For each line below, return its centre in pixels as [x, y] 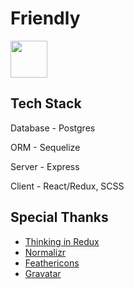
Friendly [45, 18]
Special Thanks [59, 217]
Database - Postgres [53, 128]
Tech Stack [46, 103]
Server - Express [45, 166]
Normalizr [45, 252]
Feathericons [52, 263]
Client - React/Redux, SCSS [67, 186]
